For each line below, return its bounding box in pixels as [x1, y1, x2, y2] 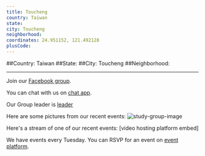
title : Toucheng [6, 9, 48, 15]
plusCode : [6, 43, 32, 49]
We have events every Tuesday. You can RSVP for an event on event [6, 136, 179, 143]
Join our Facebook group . [6, 77, 71, 84]
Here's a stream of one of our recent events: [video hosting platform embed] [6, 124, 199, 132]
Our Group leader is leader [6, 101, 73, 108]
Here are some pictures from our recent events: [6, 112, 126, 119]
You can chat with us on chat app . [6, 89, 92, 96]
